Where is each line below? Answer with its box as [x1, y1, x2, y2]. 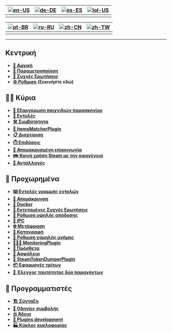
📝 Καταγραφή [12, 229, 44, 235]
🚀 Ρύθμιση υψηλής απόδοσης [12, 212, 78, 219]
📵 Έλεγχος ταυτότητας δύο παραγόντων [12, 269, 103, 276]
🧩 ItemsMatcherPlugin [12, 126, 61, 132]
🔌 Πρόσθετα [12, 245, 40, 251]
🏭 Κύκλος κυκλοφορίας [12, 322, 68, 328]
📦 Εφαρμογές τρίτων [12, 262, 61, 268]
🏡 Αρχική [12, 62, 33, 68]
